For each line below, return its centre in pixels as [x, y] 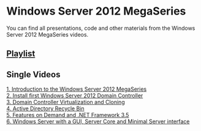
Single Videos [33, 74]
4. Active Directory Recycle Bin [45, 108]
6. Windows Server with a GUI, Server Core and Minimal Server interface [98, 122]
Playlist [21, 54]
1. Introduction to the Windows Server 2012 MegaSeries [77, 89]
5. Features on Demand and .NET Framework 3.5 [68, 115]
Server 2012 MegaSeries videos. [47, 34]
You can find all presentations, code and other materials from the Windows [101, 28]
